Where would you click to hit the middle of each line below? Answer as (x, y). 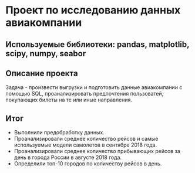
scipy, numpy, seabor (46, 53)
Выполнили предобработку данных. (59, 133)
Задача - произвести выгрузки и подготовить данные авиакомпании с (94, 87)
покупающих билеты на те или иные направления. (69, 100)
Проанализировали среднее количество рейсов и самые (86, 139)
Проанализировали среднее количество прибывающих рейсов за (97, 151)
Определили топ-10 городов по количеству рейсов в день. (88, 164)
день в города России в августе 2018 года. (68, 157)
